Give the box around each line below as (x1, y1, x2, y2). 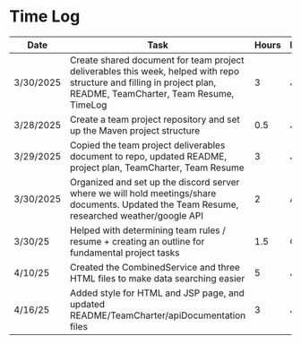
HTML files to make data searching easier (70, 271, 245, 284)
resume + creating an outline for (70, 235, 205, 247)
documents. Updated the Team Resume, (70, 198, 239, 211)
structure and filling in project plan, (70, 76, 217, 89)
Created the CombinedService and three (70, 261, 240, 273)
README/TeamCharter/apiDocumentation (70, 309, 246, 322)
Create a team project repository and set (70, 113, 240, 125)
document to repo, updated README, (70, 150, 227, 162)
